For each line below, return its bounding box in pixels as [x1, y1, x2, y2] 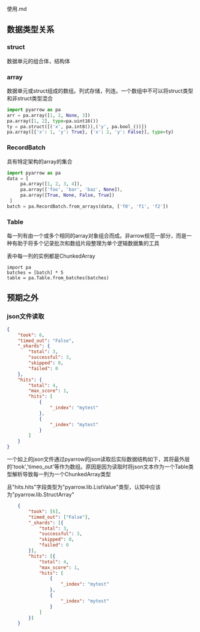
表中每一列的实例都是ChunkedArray [7, 252, 95, 260]
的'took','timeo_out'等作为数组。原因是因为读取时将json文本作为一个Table [7, 463, 189, 471]
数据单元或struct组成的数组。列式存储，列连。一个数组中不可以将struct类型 [7, 87, 194, 94]
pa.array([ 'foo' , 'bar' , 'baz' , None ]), [20, 187, 123, 193]
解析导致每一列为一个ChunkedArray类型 [11, 471, 112, 478]
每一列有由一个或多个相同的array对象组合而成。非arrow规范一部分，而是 [7, 232, 187, 240]
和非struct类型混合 [7, 94, 53, 102]
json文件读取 [7, 312, 44, 321]
